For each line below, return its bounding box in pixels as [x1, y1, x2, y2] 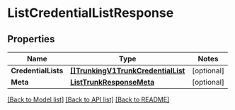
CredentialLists [11, 66, 64, 75]
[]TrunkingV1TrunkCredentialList [69, 66, 185, 75]
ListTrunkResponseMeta [69, 78, 154, 87]
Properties [7, 33, 55, 45]
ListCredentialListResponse [7, 5, 174, 21]
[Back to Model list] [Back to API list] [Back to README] [7, 95, 170, 104]
